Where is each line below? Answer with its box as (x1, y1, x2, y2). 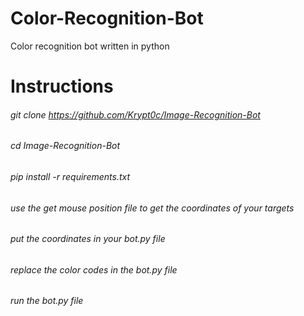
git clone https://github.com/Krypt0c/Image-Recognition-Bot (10, 108, 261, 121)
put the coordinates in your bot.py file (10, 233, 166, 245)
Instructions (10, 75, 114, 98)
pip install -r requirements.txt (10, 170, 131, 182)
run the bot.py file (10, 295, 84, 307)
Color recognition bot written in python (10, 40, 170, 52)
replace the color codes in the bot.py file (10, 263, 178, 276)
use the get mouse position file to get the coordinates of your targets (10, 202, 295, 214)
